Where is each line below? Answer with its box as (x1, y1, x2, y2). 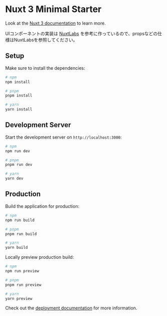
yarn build (5, 245, 28, 250)
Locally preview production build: (5, 254, 74, 260)
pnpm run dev (5, 162, 33, 167)
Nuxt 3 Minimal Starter (5, 4, 102, 15)
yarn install (5, 107, 33, 112)
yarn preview (5, 296, 33, 301)
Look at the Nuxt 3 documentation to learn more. (5, 20, 106, 26)
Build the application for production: (5, 203, 79, 209)
